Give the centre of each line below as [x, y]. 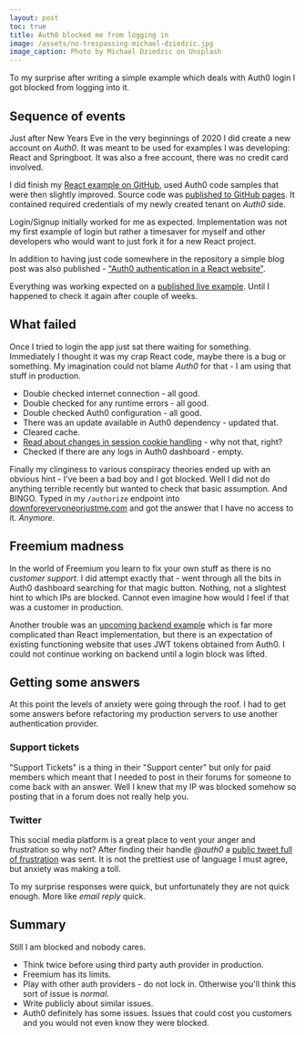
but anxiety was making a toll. [65, 868]
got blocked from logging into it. [70, 88]
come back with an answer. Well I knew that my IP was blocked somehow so [153, 786]
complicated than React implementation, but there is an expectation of [141, 634]
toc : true [28, 26]
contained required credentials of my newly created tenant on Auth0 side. [148, 204]
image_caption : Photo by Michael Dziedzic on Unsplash [116, 52]
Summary [38, 925]
